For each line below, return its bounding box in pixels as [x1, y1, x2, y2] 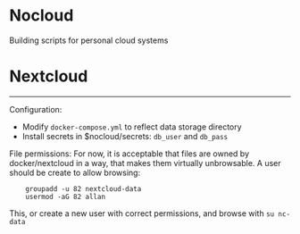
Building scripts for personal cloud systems [9, 35, 169, 46]
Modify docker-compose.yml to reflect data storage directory [21, 121, 243, 132]
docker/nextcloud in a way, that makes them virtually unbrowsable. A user [9, 157, 281, 168]
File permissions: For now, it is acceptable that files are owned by [9, 148, 250, 159]
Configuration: [9, 104, 62, 114]
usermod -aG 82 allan [25, 192, 105, 201]
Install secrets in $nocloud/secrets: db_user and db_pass [21, 130, 229, 141]
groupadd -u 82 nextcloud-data [25, 184, 142, 193]
